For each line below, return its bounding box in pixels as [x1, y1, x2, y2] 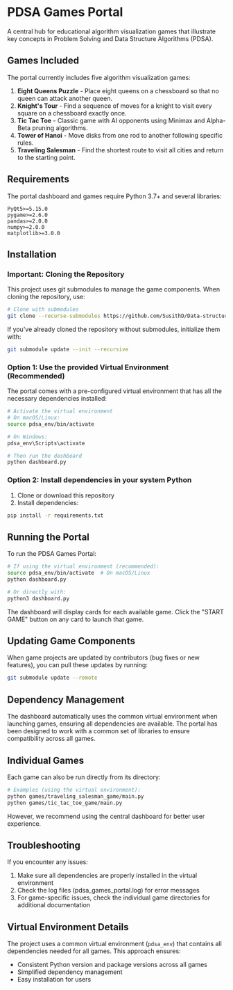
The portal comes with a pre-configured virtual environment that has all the [7, 387, 222, 395]
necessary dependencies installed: [7, 394, 107, 403]
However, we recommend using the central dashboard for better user [7, 812, 205, 820]
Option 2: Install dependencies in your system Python [7, 475, 192, 485]
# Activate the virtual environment [7, 408, 113, 415]
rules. [17, 138, 34, 147]
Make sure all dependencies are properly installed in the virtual [17, 871, 198, 880]
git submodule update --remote [7, 674, 98, 682]
